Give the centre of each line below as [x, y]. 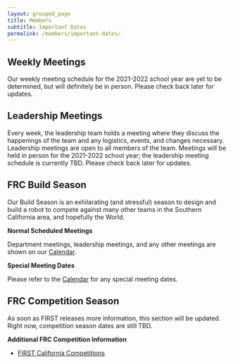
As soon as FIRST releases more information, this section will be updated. [114, 318]
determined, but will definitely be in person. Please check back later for [111, 87]
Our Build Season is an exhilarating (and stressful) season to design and [112, 202]
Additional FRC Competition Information [67, 339]
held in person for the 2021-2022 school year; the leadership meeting [108, 155]
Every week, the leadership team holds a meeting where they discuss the [113, 133]
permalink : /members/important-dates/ [64, 33]
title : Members [30, 20]
